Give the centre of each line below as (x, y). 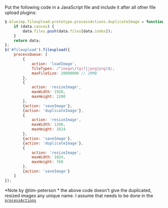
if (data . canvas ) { (34, 26)
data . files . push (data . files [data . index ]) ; (68, 31)
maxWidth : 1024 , (48, 157)
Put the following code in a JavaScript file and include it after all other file (80, 7)
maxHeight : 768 (47, 162)
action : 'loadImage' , (54, 64)
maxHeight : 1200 (48, 96)
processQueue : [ (31, 55)
